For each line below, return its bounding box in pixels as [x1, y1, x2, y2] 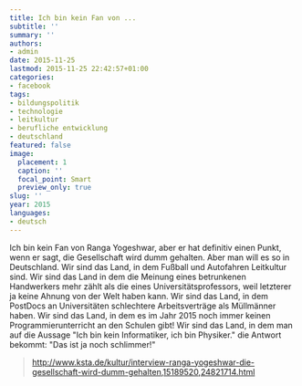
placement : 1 [17, 157, 68, 167]
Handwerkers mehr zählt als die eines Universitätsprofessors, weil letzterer [9, 280, 292, 292]
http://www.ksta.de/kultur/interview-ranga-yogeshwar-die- [31, 357, 255, 368]
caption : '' [17, 166, 64, 175]
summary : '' [9, 30, 55, 39]
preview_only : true [17, 183, 92, 193]
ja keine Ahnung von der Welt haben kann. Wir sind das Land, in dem [9, 290, 269, 301]
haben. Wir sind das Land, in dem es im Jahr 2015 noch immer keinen [9, 309, 271, 320]
